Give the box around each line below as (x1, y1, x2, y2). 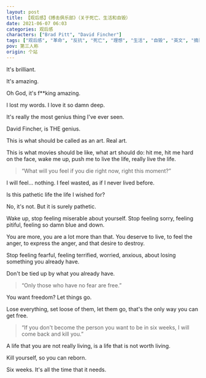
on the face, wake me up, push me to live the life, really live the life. (6, 155, 177, 162)
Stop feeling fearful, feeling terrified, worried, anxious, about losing (6, 251, 176, 259)
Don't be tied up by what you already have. (6, 270, 115, 277)
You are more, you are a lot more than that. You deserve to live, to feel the (6, 233, 193, 240)
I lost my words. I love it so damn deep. (6, 101, 105, 108)
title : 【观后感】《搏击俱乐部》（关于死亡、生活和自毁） (6, 15, 131, 21)
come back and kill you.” (21, 330, 84, 338)
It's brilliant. (6, 66, 36, 73)
